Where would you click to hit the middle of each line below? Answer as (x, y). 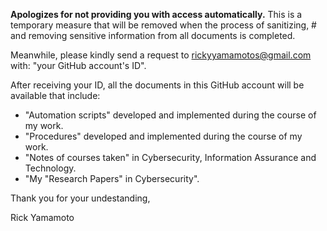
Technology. (50, 168)
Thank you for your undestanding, (80, 198)
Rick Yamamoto (42, 217)
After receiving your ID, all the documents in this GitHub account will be (157, 85)
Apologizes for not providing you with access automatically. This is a (156, 14)
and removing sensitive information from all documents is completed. (153, 35)
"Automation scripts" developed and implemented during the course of (170, 115)
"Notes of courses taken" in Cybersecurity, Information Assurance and (170, 157)
